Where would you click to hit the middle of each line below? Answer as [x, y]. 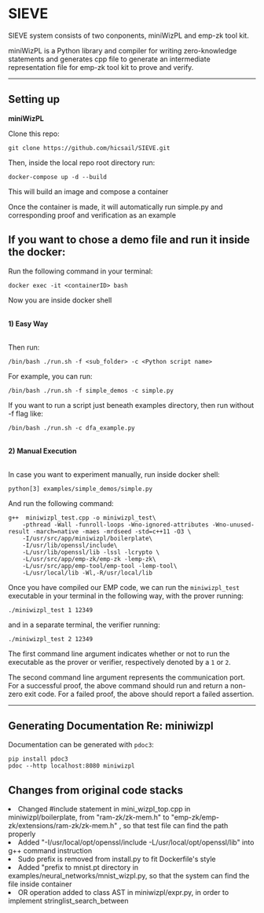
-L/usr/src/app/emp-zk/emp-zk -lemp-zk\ [89, 559]
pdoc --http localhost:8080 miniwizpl [71, 766]
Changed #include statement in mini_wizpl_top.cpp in [104, 809]
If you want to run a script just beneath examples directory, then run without [131, 405]
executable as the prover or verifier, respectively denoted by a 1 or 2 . [119, 662]
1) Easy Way [28, 324]
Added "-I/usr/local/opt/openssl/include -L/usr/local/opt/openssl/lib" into [136, 842]
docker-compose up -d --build [58, 177]
